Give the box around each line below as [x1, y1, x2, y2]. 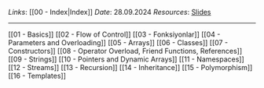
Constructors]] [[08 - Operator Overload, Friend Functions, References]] [8, 47, 243, 55]
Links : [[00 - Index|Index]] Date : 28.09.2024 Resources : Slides [8, 8, 211, 16]
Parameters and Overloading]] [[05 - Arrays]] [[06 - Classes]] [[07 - [8, 38, 229, 47]
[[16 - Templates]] [8, 71, 67, 80]
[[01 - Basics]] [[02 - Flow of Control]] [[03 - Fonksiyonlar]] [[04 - [8, 30, 221, 39]
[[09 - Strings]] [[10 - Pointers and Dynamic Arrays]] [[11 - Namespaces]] [8, 55, 245, 64]
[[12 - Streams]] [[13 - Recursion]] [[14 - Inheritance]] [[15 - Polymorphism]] [8, 63, 253, 72]
